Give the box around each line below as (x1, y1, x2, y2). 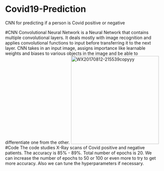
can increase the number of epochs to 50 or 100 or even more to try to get (5, 155, 156, 161)
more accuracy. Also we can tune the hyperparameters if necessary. (5, 160, 144, 166)
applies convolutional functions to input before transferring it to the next (5, 40, 151, 45)
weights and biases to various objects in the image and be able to (5, 50, 138, 56)
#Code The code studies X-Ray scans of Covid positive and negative (5, 144, 145, 150)
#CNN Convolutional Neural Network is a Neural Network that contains (5, 29, 149, 35)
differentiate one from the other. (5, 139, 70, 145)
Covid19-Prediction (5, 3, 86, 15)
